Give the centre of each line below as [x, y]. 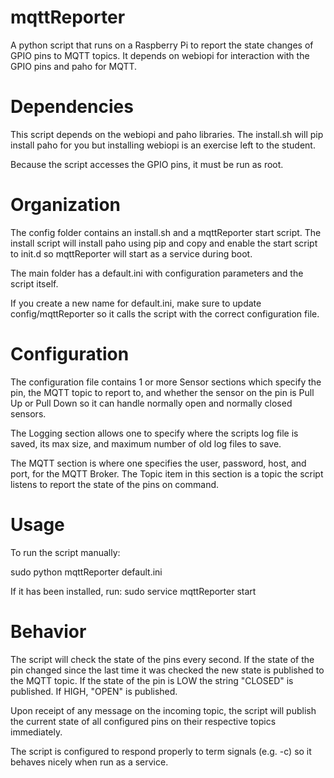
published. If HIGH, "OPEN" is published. [94, 691]
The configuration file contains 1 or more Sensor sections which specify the [166, 382]
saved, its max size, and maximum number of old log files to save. [146, 443]
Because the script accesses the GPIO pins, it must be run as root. [147, 164]
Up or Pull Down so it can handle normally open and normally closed [151, 403]
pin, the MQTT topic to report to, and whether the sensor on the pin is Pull [162, 392]
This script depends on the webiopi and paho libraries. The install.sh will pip [167, 134]
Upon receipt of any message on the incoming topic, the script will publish [163, 710]
